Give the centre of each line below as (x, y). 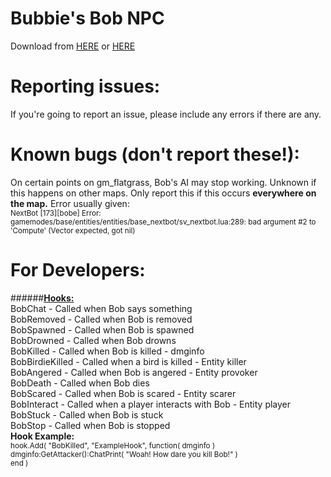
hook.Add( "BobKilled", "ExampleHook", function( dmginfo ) (113, 445)
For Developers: (78, 270)
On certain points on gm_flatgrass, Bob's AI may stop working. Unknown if (163, 182)
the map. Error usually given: (70, 203)
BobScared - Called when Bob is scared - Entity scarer (123, 393)
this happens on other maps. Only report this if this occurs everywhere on (163, 193)
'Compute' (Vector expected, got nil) (73, 230)
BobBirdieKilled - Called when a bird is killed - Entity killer (128, 361)
